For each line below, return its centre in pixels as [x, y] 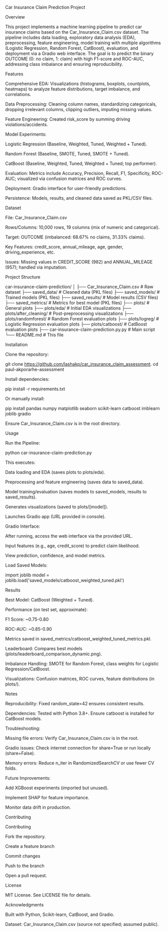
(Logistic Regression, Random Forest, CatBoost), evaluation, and [72, 48]
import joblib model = [27, 575]
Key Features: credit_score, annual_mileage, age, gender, [64, 247]
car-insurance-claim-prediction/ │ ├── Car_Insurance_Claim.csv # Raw [79, 287]
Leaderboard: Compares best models [44, 649]
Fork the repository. [26, 836]
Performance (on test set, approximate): [46, 610]
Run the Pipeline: [23, 443]
